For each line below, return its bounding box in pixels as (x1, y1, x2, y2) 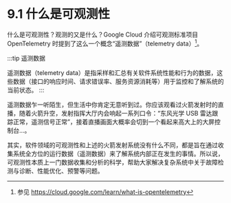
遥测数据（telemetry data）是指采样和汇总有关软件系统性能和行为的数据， (7, 68, 217, 76)
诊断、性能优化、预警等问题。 (19, 167, 104, 175)
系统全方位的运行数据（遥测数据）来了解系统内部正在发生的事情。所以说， (12, 149, 224, 158)
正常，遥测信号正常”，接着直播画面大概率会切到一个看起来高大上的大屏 (12, 118, 215, 126)
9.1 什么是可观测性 (7, 6, 110, 22)
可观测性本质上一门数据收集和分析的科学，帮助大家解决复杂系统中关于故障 (7, 158, 218, 166)
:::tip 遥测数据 (7, 54, 46, 62)
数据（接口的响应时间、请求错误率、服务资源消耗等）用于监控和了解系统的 (12, 77, 224, 85)
